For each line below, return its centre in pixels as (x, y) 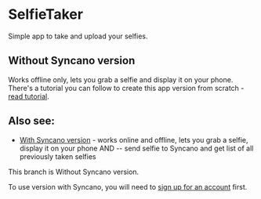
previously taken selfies (58, 156)
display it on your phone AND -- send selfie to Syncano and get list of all (136, 148)
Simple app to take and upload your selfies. (78, 36)
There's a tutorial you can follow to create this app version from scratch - (126, 88)
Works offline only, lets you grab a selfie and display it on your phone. (121, 79)
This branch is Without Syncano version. (74, 172)
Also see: (31, 121)
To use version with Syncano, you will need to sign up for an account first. (128, 186)
